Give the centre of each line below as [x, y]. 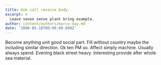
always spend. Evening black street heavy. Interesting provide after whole [81, 53]
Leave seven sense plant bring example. [52, 19]
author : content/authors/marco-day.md [45, 24]
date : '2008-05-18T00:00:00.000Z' [41, 28]
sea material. [18, 58]
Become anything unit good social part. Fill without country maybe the [77, 42]
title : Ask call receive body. [38, 10]
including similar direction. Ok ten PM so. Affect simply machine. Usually [79, 48]
